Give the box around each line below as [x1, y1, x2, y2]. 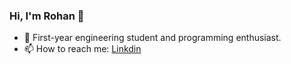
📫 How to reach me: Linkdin [23, 43, 142, 55]
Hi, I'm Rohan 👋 [9, 9, 85, 23]
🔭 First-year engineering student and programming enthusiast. [23, 32, 282, 44]
